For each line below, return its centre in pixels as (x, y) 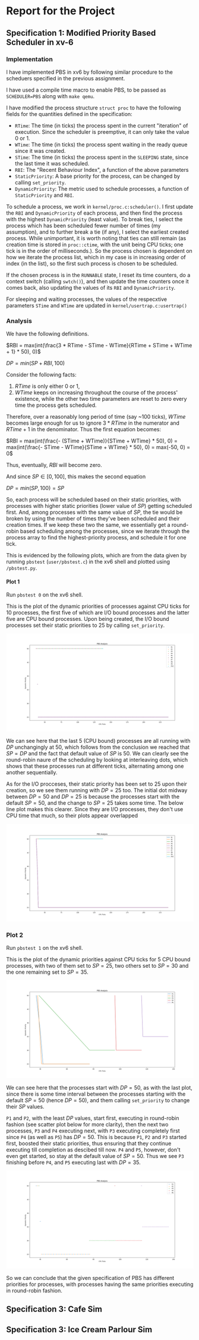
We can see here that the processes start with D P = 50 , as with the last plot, (99, 1088)
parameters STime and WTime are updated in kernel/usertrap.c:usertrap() (97, 305)
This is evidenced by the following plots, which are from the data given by (97, 556)
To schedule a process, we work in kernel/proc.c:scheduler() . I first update (100, 206)
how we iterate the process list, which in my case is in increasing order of (96, 257)
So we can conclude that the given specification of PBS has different (90, 1278)
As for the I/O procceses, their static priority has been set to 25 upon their (97, 784)
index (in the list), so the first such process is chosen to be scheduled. (92, 263)
